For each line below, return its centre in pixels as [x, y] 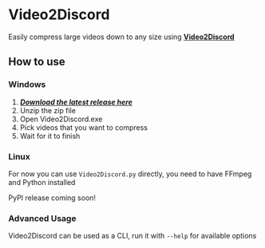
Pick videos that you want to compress [83, 127]
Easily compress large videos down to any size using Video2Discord [121, 37]
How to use [37, 62]
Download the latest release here [76, 102]
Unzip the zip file [47, 110]
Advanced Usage [42, 218]
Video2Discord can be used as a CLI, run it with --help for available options [132, 236]
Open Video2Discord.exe [61, 119]
